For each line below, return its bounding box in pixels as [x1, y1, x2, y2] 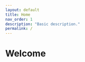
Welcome [5, 48, 46, 59]
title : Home [5, 12, 30, 17]
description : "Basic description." [5, 21, 80, 27]
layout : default [5, 7, 39, 13]
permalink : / [5, 26, 33, 31]
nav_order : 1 [5, 17, 33, 22]
